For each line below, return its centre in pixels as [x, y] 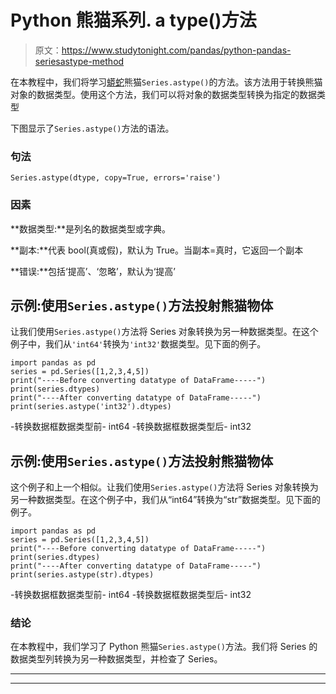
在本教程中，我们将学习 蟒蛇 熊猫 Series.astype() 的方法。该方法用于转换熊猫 [166, 82]
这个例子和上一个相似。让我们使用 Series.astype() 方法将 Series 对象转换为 [164, 487]
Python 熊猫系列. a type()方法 [133, 20]
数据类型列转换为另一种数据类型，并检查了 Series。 [116, 659]
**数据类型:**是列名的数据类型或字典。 [91, 228]
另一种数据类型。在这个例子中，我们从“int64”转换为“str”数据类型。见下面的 [166, 500]
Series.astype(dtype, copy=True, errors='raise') [116, 178]
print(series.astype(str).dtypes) [82, 575]
